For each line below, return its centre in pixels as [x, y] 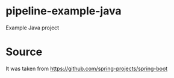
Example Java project [33, 28]
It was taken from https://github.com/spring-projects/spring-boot [87, 68]
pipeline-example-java [64, 11]
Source [24, 52]
